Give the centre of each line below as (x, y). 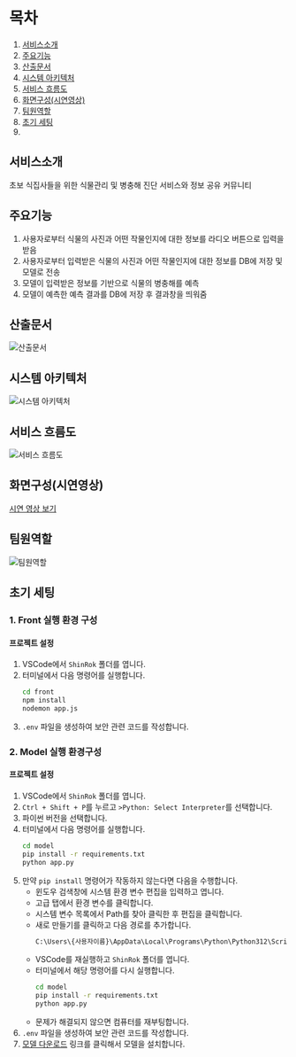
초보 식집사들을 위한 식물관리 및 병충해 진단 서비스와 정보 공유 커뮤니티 (130, 185)
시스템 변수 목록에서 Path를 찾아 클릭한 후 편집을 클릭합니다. (139, 913)
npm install (44, 701)
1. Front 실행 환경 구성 (53, 619)
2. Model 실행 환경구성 (55, 751)
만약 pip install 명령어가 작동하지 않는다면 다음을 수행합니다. (130, 880)
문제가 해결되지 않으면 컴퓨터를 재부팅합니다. (112, 1022)
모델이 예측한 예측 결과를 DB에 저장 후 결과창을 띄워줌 (114, 294)
